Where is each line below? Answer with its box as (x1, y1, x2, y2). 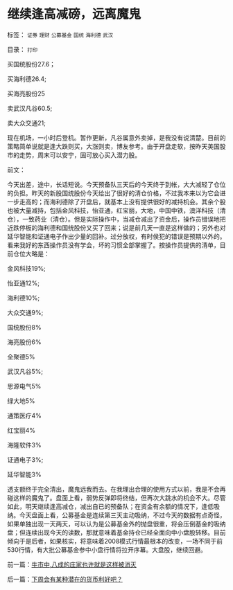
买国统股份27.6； (7, 60, 56, 68)
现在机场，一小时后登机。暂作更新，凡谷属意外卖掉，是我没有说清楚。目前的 (7, 133, 226, 142)
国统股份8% (7, 323, 42, 331)
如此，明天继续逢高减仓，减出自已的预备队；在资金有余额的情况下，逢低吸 (7, 502, 220, 510)
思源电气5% (7, 382, 42, 390)
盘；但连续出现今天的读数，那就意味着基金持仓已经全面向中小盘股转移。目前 (7, 528, 226, 537)
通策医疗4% (7, 411, 42, 420)
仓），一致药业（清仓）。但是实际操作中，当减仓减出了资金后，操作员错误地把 (7, 215, 226, 223)
